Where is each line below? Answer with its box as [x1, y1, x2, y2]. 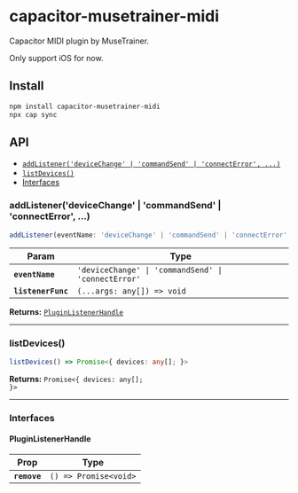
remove [13, 471, 42, 481]
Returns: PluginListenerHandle [9, 307, 124, 317]
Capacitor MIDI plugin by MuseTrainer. [9, 35, 149, 46]
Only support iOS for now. [9, 52, 104, 63]
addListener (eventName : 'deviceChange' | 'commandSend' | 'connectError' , [9, 231, 292, 239]
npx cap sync [9, 110, 58, 119]
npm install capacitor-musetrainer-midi [9, 102, 161, 111]
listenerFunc [13, 286, 69, 296]
